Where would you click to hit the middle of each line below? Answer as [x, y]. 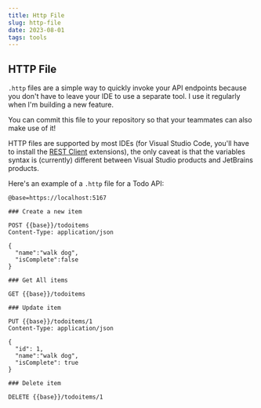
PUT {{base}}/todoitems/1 [50, 322]
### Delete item [34, 384]
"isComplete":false [47, 260]
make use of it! [32, 128]
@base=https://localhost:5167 [58, 198]
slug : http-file [34, 23]
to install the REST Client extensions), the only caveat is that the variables [127, 152]
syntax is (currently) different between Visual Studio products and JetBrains [130, 160]
